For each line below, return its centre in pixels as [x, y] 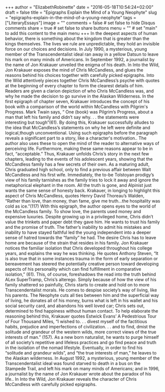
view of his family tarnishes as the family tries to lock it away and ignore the [82, 180]
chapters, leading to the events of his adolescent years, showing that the [79, 159]
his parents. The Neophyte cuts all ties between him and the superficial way [82, 295]
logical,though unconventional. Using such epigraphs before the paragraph [81, 133]
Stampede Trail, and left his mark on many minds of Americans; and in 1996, [82, 369]
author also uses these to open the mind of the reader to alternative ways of [82, 143]
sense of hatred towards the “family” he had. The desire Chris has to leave [81, 238]
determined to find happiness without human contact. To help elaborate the [82, 311]
